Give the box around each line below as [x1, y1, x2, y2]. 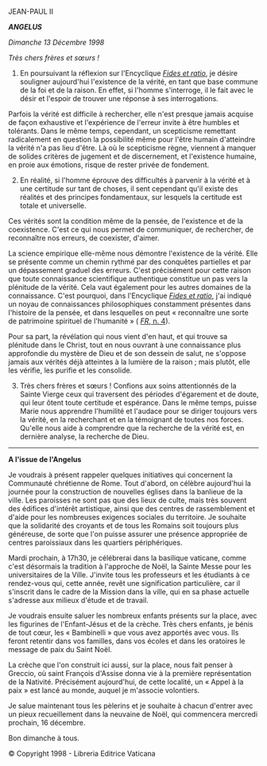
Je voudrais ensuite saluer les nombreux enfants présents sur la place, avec [8, 611, 257, 620]
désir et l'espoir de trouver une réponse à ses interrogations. [19, 94, 219, 103]
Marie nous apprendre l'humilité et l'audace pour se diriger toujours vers [19, 406, 257, 416]
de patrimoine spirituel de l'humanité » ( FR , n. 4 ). [8, 316, 171, 326]
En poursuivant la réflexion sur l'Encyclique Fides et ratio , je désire [19, 68, 238, 78]
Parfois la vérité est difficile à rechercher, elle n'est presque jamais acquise [8, 109, 254, 119]
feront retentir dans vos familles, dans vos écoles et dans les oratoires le [8, 636, 246, 646]
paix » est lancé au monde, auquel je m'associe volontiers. [8, 686, 200, 695]
